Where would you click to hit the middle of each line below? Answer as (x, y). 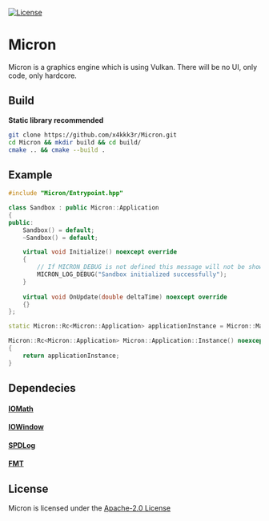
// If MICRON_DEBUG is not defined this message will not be (141, 267)
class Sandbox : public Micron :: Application (84, 208)
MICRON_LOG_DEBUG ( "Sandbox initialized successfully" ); (132, 275)
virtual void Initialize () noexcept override (100, 252)
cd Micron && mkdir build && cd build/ (75, 142)
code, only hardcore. (43, 75)
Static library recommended (56, 120)
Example (30, 175)
